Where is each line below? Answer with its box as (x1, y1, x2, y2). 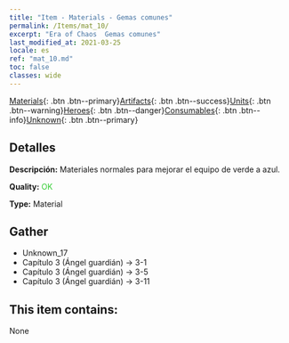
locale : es (9, 46, 50, 55)
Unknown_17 (21, 248, 68, 258)
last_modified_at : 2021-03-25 (9, 37, 122, 47)
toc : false (9, 63, 50, 72)
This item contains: (9, 302, 118, 317)
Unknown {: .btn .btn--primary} (26, 114, 139, 125)
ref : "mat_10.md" (9, 54, 74, 63)
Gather (9, 224, 49, 239)
